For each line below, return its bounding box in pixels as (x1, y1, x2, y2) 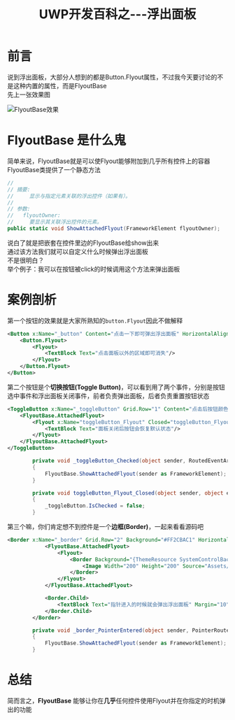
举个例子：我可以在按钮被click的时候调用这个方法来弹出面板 (7, 264, 180, 273)
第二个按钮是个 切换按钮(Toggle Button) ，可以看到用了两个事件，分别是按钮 (7, 383, 225, 391)
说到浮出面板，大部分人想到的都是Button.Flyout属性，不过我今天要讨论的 (7, 73, 218, 81)
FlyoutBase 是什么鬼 (7, 132, 127, 148)
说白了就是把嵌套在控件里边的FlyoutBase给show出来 (7, 239, 159, 247)
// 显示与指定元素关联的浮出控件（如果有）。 (7, 192, 131, 199)
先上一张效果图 (7, 90, 50, 99)
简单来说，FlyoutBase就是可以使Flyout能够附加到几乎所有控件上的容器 (7, 157, 211, 165)
